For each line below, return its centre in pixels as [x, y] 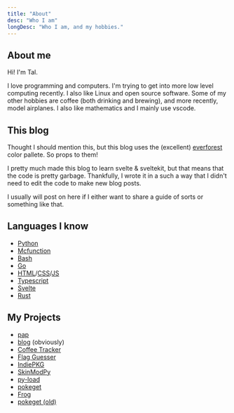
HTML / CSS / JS [38, 273]
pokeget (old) [37, 402]
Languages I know [48, 227]
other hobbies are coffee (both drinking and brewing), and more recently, [113, 101]
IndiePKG [31, 364]
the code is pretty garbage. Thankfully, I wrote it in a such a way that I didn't [117, 176]
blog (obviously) [41, 342]
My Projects [34, 318]
